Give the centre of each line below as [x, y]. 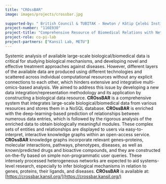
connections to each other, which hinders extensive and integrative [74, 82]
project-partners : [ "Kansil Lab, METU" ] [47, 42]
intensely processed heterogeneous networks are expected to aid [72, 160]
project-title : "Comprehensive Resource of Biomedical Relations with [79, 33]
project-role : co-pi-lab [31, 37]
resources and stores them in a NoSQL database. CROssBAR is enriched [79, 108]
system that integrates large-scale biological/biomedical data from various [81, 103]
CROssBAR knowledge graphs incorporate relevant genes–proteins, [74, 140]
